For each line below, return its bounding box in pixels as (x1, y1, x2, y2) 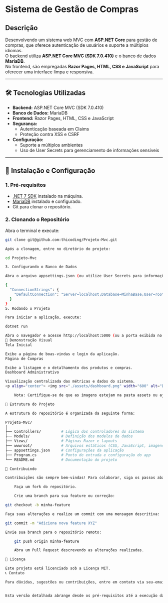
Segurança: (12, 120, 37, 127)
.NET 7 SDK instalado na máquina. (12, 193, 83, 199)
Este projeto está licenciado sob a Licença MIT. (5, 566, 111, 571)
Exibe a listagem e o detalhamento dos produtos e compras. (5, 365, 133, 370)
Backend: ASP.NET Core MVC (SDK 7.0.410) (12, 104, 104, 110)
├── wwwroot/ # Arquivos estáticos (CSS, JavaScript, (5, 443, 146, 448)
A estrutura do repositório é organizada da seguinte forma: (5, 411, 135, 416)
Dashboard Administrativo (5, 370, 59, 375)
